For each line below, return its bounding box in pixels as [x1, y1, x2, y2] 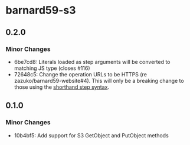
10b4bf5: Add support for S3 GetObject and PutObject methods [14, 131, 169, 139]
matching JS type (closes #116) [14, 65, 90, 72]
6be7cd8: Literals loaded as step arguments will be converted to [14, 58, 171, 65]
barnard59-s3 [5, 4, 76, 17]
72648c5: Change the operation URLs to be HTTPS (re [14, 70, 147, 78]
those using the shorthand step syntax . [14, 83, 110, 91]
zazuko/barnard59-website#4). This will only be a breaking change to [14, 77, 184, 84]
